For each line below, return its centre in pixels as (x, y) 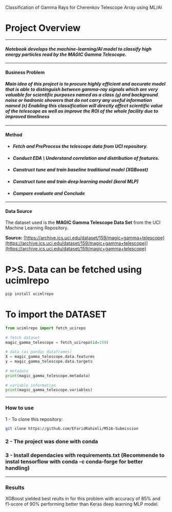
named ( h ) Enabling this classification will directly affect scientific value (84, 106)
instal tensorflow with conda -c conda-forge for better (74, 462)
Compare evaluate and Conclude (49, 193)
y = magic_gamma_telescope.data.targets (49, 361)
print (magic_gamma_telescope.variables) (49, 390)
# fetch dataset (23, 337)
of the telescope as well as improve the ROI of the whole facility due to (82, 111)
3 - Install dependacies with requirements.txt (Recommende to (85, 455)
